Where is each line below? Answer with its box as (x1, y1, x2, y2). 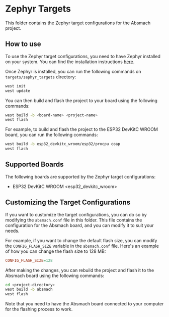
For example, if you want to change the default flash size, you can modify (5, 237, 157, 243)
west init (5, 83, 26, 88)
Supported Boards (5, 160, 64, 169)
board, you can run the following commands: (5, 132, 98, 138)
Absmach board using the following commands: (5, 273, 105, 279)
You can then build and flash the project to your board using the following (5, 97, 157, 104)
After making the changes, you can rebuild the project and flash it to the (5, 267, 154, 273)
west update (5, 88, 30, 94)
